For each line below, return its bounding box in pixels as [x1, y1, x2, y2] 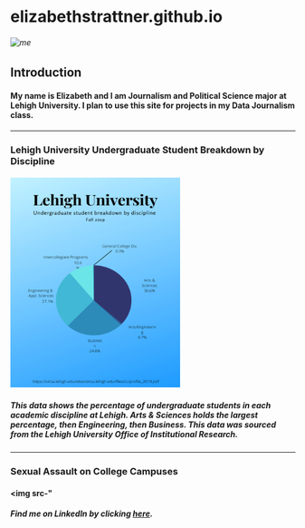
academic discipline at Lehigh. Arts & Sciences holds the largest [10, 409, 259, 420]
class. [10, 109, 34, 120]
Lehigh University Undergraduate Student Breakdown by [10, 143, 265, 156]
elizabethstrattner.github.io [10, 6, 223, 27]
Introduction [10, 65, 82, 81]
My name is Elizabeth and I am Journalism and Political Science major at [10, 90, 288, 101]
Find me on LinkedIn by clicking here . [10, 508, 153, 519]
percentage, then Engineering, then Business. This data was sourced [10, 419, 277, 430]
